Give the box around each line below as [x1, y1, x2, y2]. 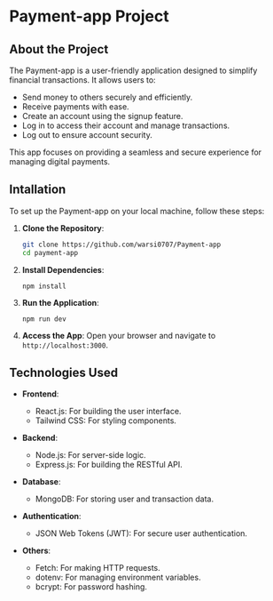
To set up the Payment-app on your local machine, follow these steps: [9, 205, 265, 216]
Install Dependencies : [21, 264, 105, 275]
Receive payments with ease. [21, 101, 130, 112]
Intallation [9, 182, 66, 197]
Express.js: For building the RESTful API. [35, 460, 183, 470]
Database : [21, 477, 61, 487]
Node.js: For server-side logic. [35, 450, 146, 461]
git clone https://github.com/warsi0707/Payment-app [21, 240, 222, 249]
